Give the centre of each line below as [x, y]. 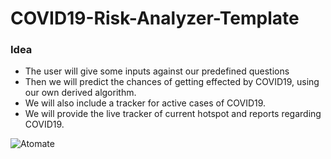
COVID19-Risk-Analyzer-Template [155, 18]
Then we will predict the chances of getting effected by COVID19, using [172, 82]
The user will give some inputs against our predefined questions [157, 71]
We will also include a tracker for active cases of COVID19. [145, 103]
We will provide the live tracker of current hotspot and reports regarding [173, 114]
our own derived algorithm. [80, 93]
